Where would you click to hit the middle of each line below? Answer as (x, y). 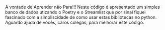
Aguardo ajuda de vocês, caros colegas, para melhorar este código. (75, 22)
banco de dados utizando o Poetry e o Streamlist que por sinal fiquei (75, 12)
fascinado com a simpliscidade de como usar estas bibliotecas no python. (81, 17)
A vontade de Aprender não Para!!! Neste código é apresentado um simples (82, 7)
